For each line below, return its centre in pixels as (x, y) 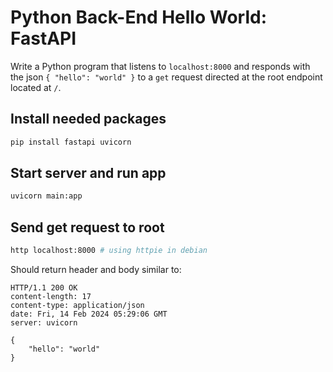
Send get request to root (87, 227)
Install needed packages (88, 119)
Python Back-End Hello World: (139, 17)
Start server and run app (88, 173)
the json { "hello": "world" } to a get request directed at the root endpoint (166, 77)
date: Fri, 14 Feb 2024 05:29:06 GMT (89, 314)
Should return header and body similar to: (96, 269)
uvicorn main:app (46, 196)
